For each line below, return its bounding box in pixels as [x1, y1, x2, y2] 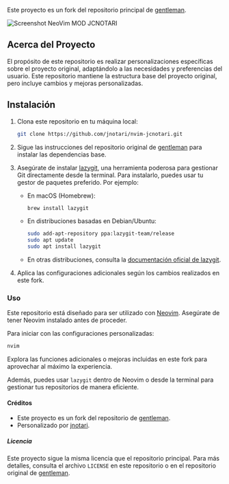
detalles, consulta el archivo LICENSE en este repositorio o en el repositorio [7, 461, 217, 470]
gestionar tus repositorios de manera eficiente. [7, 383, 139, 391]
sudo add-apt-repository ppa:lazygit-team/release [27, 230, 175, 238]
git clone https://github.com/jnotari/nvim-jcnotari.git [16, 130, 183, 137]
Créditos [7, 398, 33, 407]
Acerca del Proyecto [7, 39, 96, 51]
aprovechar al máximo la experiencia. [7, 362, 113, 371]
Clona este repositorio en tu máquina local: [16, 117, 138, 126]
